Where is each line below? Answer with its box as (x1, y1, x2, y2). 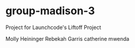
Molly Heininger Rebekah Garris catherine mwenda (5, 35, 130, 42)
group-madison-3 (5, 4, 96, 18)
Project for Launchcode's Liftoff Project (5, 24, 101, 31)
